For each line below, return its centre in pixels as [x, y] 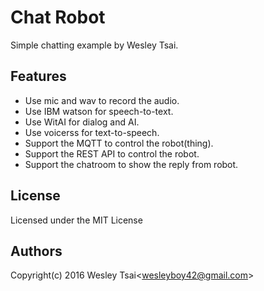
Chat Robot [58, 17]
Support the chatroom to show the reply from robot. [131, 164]
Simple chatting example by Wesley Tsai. [94, 45]
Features [38, 76]
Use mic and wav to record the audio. [102, 100]
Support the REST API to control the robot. [112, 153]
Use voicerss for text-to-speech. [92, 132]
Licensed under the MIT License [76, 220]
